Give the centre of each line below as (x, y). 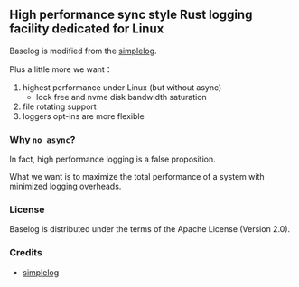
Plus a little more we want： (61, 69)
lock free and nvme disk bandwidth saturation (121, 97)
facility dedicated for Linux (87, 29)
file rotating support (59, 106)
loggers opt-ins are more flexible (83, 116)
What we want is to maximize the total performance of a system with (137, 177)
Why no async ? (42, 139)
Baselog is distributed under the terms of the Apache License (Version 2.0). (150, 229)
